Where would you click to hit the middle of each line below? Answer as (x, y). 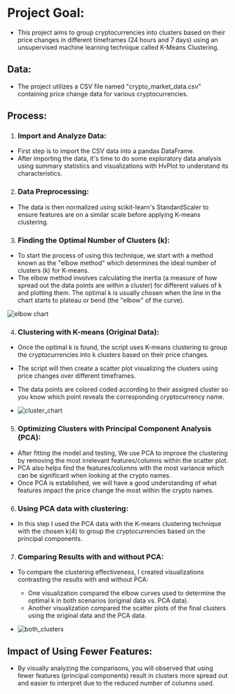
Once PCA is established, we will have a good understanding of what (117, 483)
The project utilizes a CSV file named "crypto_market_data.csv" (109, 86)
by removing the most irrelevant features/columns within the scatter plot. (123, 460)
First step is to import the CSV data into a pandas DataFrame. (106, 151)
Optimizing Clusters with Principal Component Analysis (114, 428)
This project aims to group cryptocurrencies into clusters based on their (121, 32)
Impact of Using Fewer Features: (80, 651)
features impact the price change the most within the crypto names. (115, 490)
